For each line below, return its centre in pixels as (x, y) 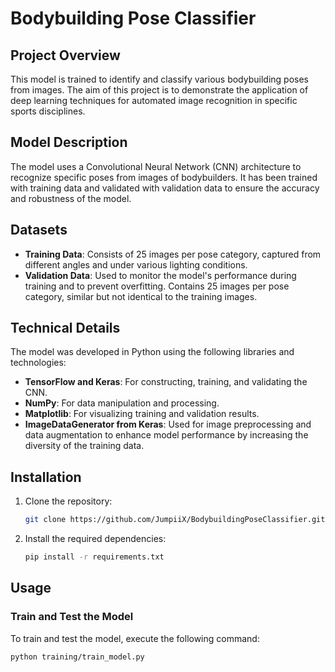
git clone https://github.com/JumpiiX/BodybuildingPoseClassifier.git (175, 520)
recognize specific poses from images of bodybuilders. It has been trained (164, 177)
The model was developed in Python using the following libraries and (152, 352)
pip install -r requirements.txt (94, 557)
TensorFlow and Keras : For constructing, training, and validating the (166, 382)
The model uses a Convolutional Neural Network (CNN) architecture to (156, 166)
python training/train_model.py (77, 657)
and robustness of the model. (71, 198)
